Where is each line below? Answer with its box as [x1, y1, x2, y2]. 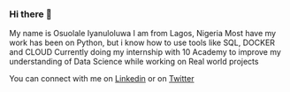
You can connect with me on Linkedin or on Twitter [9, 73, 195, 84]
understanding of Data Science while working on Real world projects [9, 57, 259, 67]
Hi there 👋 [9, 8, 53, 20]
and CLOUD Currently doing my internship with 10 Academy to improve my [9, 47, 281, 57]
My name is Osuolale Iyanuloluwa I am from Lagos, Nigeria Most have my [9, 28, 277, 39]
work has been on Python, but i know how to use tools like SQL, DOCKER [9, 37, 276, 48]
